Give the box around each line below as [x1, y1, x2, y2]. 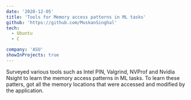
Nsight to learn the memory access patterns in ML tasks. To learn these [6, 74, 180, 81]
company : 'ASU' [6, 46, 44, 53]
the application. [6, 86, 44, 94]
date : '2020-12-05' [6, 8, 54, 15]
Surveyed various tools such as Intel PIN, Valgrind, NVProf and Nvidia [6, 68, 175, 75]
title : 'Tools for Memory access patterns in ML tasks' [6, 14, 146, 20]
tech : [6, 25, 19, 31]
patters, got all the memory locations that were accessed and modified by [6, 81, 186, 88]
